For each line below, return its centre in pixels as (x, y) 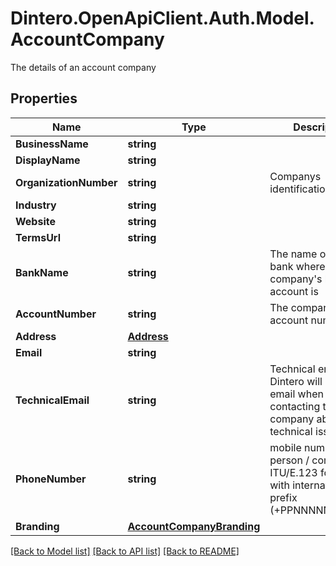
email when (296, 394)
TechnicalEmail (52, 400)
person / (289, 460)
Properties (44, 98)
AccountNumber (56, 314)
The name (293, 254)
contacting (295, 406)
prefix (283, 497)
